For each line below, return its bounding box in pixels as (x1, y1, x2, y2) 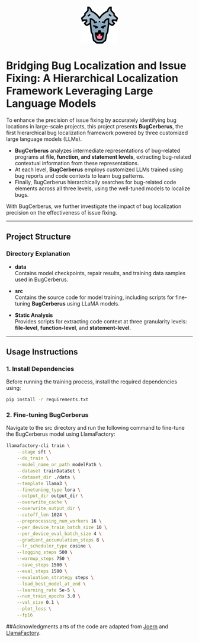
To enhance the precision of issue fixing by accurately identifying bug (6, 117, 176, 124)
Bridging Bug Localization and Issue (6, 59, 187, 73)
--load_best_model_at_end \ (17, 581, 86, 587)
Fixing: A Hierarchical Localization (6, 72, 179, 85)
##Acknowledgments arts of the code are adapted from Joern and (6, 622, 169, 630)
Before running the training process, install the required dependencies (6, 378, 178, 385)
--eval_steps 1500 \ (17, 568, 68, 574)
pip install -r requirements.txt (6, 396, 89, 403)
